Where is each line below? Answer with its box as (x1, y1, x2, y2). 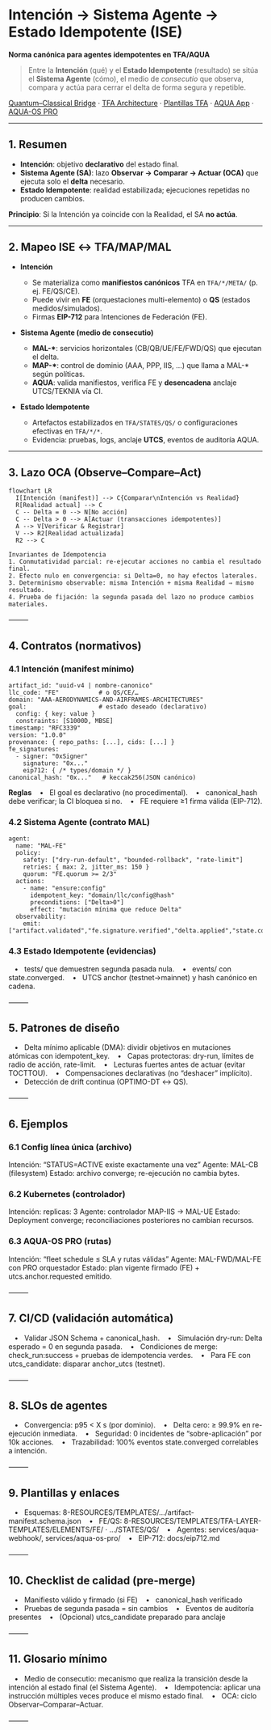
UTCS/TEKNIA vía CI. (31, 386, 103, 395)
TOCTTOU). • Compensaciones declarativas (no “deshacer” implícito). (8, 1068, 252, 1078)
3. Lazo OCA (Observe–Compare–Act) (8, 465, 202, 479)
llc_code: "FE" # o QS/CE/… (8, 689, 139, 697)
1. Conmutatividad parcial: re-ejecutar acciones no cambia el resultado (8, 558, 262, 566)
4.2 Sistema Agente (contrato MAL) (8, 816, 151, 827)
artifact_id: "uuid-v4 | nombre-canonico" (8, 682, 153, 690)
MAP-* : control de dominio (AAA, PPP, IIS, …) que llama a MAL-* (31, 360, 250, 370)
